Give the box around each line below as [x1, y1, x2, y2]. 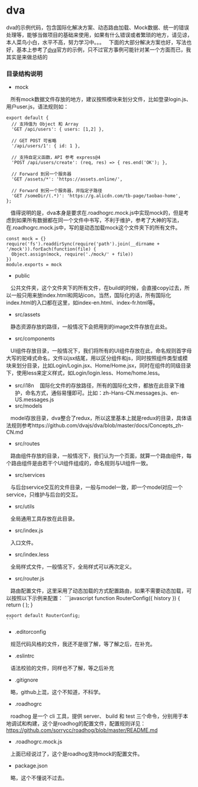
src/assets [14, 311, 40, 318]
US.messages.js [14, 396, 54, 403]
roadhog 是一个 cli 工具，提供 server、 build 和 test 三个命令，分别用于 [10, 712, 183, 720]
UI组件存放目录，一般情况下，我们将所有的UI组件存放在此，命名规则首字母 [10, 347, 192, 354]
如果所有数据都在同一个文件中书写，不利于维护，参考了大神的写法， [16, 217, 182, 224]
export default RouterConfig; [6, 613, 81, 619]
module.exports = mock [6, 262, 62, 268]
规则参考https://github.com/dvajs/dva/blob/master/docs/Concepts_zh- [11, 422, 184, 429]
